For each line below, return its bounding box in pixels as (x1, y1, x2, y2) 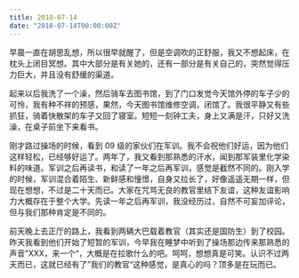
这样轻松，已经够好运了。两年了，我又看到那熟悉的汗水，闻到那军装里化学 (9, 151, 282, 162)
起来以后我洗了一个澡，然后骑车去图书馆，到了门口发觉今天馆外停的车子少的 (9, 88, 290, 99)
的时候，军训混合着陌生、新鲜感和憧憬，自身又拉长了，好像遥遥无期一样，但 (9, 173, 290, 184)
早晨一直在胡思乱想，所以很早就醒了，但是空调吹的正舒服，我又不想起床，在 (9, 46, 290, 58)
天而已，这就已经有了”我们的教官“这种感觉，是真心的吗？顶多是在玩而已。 (9, 258, 282, 269)
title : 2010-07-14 (9, 12, 77, 22)
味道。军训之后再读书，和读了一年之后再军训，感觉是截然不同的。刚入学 (24, 162, 290, 173)
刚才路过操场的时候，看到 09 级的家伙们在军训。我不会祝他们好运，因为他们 (9, 139, 289, 151)
